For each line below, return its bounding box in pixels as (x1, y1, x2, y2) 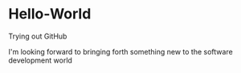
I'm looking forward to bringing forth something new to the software (8, 47, 233, 56)
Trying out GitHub (8, 31, 67, 41)
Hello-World (8, 5, 92, 23)
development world (8, 55, 72, 65)
